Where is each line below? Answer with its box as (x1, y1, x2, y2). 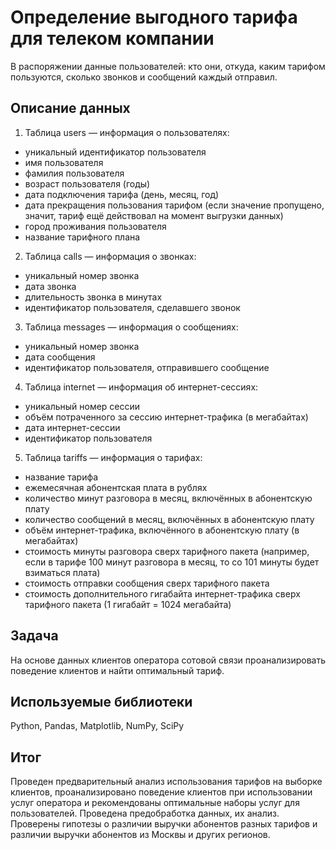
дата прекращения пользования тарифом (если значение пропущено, (24, 199, 325, 211)
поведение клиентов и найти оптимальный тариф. (10, 664, 225, 676)
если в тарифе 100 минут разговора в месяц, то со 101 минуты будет (24, 556, 320, 568)
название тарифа (24, 471, 99, 483)
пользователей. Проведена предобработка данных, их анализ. (10, 807, 280, 820)
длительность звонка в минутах (24, 291, 163, 303)
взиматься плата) (24, 566, 101, 578)
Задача (10, 627, 59, 645)
